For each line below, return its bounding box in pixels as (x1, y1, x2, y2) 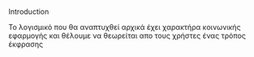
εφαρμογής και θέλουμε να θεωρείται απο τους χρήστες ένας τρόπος (8, 31, 246, 40)
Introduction (8, 7, 50, 16)
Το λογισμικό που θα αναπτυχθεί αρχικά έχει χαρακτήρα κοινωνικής (8, 22, 241, 31)
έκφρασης (8, 39, 44, 49)
